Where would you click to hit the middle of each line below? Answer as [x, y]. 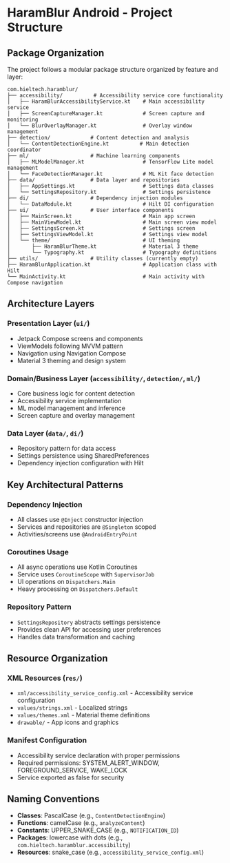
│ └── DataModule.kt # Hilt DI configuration [111, 204]
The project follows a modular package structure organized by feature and [113, 69]
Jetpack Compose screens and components [80, 338]
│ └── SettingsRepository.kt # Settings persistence [109, 192]
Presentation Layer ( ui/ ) [49, 324]
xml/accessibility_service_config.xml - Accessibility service [105, 693]
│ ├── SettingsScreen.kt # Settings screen [101, 229]
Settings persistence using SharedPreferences [83, 456]
